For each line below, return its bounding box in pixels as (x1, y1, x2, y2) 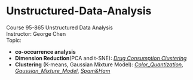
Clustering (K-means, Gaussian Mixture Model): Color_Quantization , (14, 61, 183, 68)
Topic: (6, 36, 22, 44)
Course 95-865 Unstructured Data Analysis (6, 24, 114, 31)
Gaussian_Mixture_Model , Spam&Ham (14, 67, 111, 74)
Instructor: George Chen (6, 30, 66, 37)
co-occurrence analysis (14, 48, 76, 55)
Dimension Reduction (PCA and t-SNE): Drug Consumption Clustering (14, 54, 187, 61)
